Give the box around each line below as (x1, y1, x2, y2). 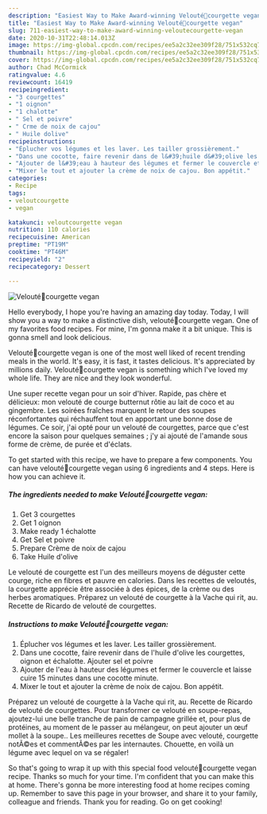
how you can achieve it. (8, 471, 86, 481)
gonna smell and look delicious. (8, 332, 112, 342)
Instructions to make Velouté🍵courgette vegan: (8, 620, 169, 629)
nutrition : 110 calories (8, 226, 91, 234)
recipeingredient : (8, 85, 69, 94)
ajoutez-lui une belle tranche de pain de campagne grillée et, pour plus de (8, 714, 251, 724)
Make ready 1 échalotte (19, 527, 97, 536)
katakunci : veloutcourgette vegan (8, 218, 123, 227)
